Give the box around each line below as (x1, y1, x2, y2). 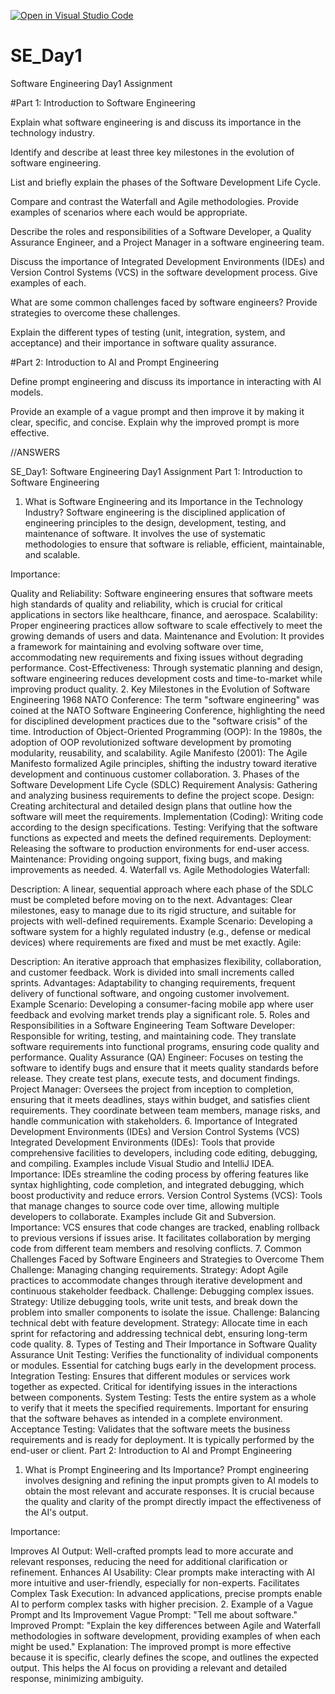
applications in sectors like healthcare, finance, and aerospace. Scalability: (10, 608, 318, 620)
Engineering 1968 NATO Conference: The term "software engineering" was (10, 693, 320, 705)
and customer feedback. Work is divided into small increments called (10, 966, 295, 978)
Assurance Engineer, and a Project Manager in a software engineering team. (10, 236, 325, 248)
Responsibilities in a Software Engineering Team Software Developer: (10, 1019, 296, 1031)
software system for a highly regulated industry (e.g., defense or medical (10, 925, 311, 937)
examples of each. (10, 276, 87, 289)
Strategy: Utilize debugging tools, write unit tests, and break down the (10, 1295, 298, 1307)
